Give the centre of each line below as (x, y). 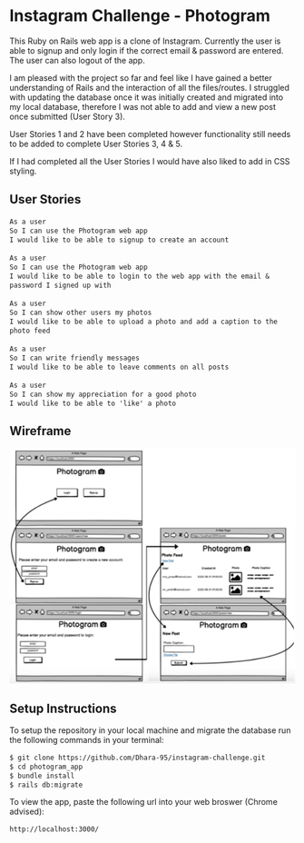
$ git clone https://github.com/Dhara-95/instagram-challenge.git (137, 758)
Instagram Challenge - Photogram (140, 16)
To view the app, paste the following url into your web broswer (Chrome (144, 802)
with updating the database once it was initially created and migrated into (147, 97)
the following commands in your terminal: (87, 740)
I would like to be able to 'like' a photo (93, 403)
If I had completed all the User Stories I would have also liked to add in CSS (150, 161)
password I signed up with (60, 285)
